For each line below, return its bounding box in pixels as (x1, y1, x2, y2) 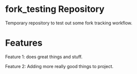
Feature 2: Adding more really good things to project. (5, 63, 114, 69)
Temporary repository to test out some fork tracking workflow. (5, 20, 133, 26)
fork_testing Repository (5, 3, 105, 15)
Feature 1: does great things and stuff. (5, 54, 83, 60)
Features (5, 37, 43, 49)
